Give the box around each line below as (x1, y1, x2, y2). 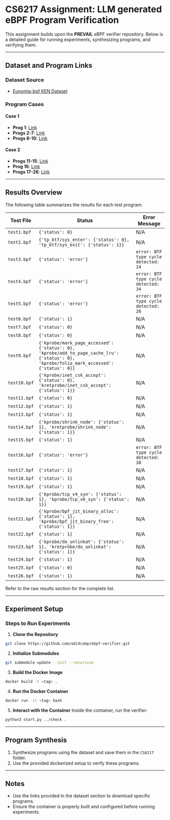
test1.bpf (8, 229, 31, 235)
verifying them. (5, 42, 37, 48)
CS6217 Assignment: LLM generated (5, 4, 162, 15)
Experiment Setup (5, 605, 63, 613)
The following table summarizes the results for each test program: (5, 202, 143, 208)
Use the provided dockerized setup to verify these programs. (12, 760, 140, 766)
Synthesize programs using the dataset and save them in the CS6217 (12, 749, 154, 755)
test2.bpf (8, 239, 31, 245)
